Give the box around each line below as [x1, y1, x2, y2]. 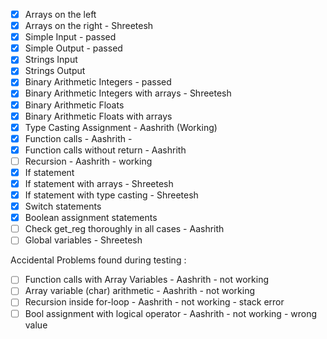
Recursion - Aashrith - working [24, 155, 153, 167]
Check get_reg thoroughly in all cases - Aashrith [24, 223, 225, 235]
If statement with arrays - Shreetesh [24, 177, 174, 189]
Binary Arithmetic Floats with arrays [24, 110, 173, 122]
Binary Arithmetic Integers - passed [24, 76, 172, 88]
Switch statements [24, 200, 102, 213]
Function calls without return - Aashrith [24, 144, 187, 156]
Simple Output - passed [24, 42, 123, 54]
